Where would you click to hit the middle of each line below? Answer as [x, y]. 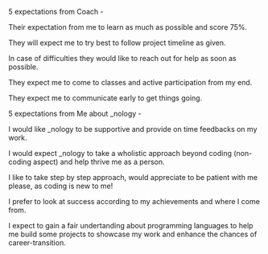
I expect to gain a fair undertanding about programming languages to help [131, 225]
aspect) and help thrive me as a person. [99, 162]
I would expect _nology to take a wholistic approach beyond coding [120, 153]
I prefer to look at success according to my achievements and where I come [134, 201]
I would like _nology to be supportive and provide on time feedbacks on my [133, 129]
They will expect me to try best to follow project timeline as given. [118, 43]
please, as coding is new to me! [61, 186]
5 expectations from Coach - [56, 12]
